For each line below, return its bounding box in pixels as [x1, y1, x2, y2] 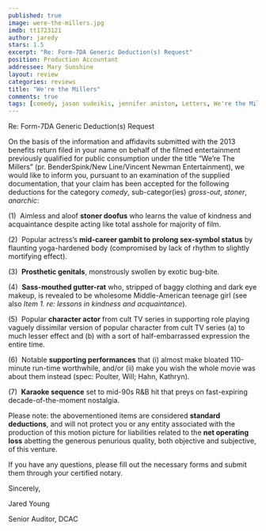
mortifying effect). [8, 252, 67, 261]
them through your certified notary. [8, 468, 123, 478]
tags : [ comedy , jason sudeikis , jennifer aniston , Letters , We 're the [8, 100, 246, 108]
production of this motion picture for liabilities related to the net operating [8, 428, 249, 438]
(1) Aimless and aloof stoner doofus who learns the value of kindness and [8, 211, 252, 221]
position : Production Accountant [8, 56, 119, 64]
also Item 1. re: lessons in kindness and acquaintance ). [8, 299, 188, 309]
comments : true [8, 93, 59, 101]
